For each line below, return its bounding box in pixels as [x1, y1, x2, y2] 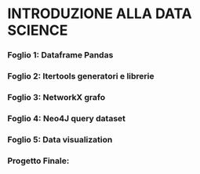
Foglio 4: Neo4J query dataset [7, 113, 126, 124]
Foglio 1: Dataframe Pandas [7, 50, 114, 61]
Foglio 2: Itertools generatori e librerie [7, 71, 155, 82]
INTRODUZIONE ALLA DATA [7, 5, 193, 23]
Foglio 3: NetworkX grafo [7, 91, 106, 102]
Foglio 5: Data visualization [7, 134, 113, 145]
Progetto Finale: [7, 155, 70, 166]
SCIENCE [7, 21, 68, 39]
